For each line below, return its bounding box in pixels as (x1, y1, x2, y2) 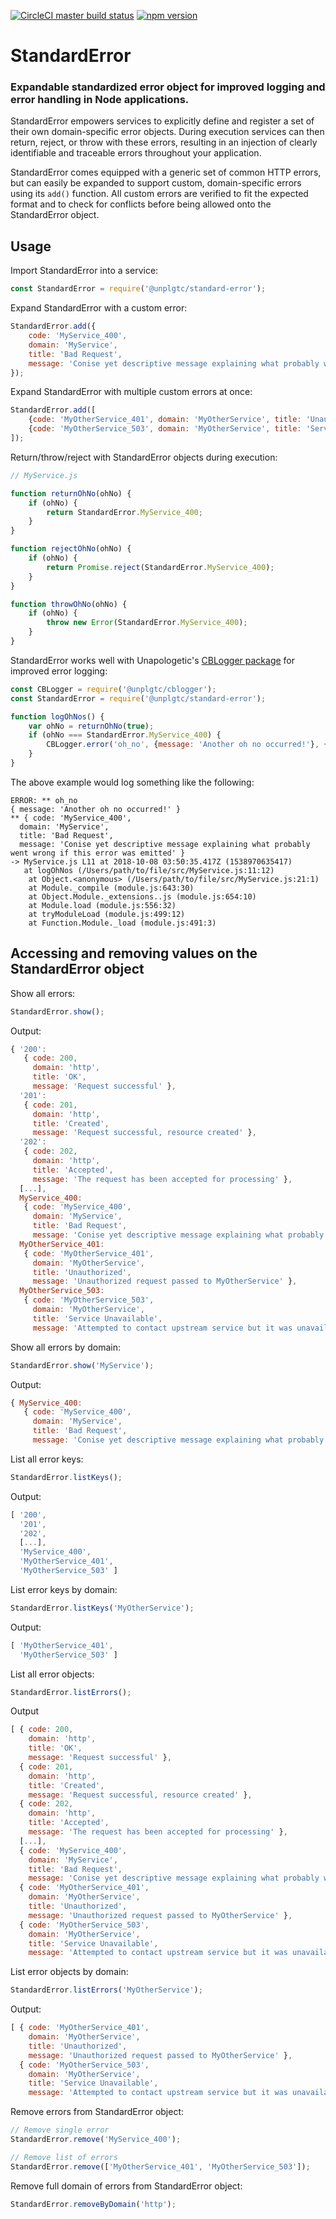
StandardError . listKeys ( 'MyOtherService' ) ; (10, 1603, 195, 1613)
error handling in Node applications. (10, 93, 190, 107)
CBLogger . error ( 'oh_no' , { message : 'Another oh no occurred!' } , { (46, 740, 329, 750)
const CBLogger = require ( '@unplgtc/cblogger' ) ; (10, 684, 217, 694)
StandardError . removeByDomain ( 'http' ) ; (10, 2199, 177, 2209)
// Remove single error (10, 2125, 110, 2135)
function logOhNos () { (10, 711, 105, 722)
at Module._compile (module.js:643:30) (28, 883, 195, 893)
